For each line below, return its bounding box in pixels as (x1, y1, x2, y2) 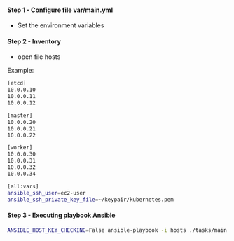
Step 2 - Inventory (7, 37, 62, 46)
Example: (7, 67, 34, 75)
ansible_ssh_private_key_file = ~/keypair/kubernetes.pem (7, 196, 174, 203)
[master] (7, 112, 33, 119)
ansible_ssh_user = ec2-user (7, 189, 86, 196)
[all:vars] (7, 183, 39, 190)
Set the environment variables (17, 21, 104, 29)
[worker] (7, 144, 33, 151)
